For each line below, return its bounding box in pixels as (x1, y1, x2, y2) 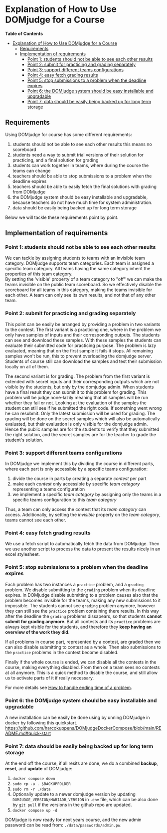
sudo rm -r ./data (12, 787, 51, 792)
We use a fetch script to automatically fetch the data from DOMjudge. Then (5, 541, 160, 547)
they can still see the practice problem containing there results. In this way (5, 608, 159, 614)
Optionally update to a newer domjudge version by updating (12, 791, 136, 797)
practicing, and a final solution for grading (12, 157, 99, 163)
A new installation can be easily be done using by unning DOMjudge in (5, 714, 151, 720)
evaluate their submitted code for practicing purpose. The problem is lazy (5, 342, 157, 348)
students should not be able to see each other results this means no (12, 141, 152, 147)
